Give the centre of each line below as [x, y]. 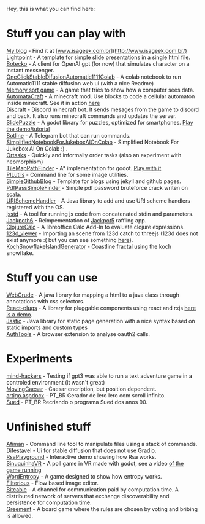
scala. [14, 194]
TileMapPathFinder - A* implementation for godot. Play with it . [85, 168]
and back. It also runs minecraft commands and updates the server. [91, 115]
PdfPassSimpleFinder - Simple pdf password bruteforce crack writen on [97, 187]
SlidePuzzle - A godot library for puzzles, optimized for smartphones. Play [100, 122]
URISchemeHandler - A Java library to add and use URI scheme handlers [99, 201]
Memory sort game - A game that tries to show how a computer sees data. [100, 90]
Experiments [39, 359]
